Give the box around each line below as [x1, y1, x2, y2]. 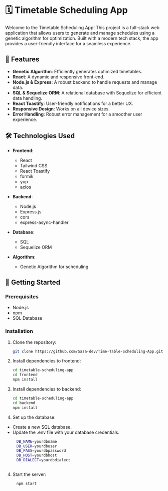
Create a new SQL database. [12, 424, 72, 430]
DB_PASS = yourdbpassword [16, 448, 66, 453]
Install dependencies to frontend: [12, 358, 81, 364]
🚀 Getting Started [5, 278, 61, 287]
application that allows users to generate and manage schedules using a [5, 30, 155, 36]
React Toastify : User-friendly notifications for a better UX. [12, 100, 133, 106]
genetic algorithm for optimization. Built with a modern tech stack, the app [5, 35, 159, 41]
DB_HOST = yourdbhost [16, 453, 57, 458]
